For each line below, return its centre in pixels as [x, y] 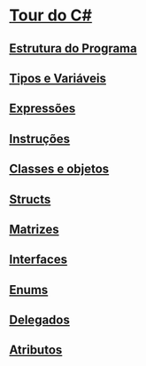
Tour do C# [51, 16]
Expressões [42, 109]
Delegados [40, 320]
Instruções [40, 139]
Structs [30, 199]
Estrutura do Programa [73, 48]
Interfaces [38, 260]
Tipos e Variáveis [58, 78]
